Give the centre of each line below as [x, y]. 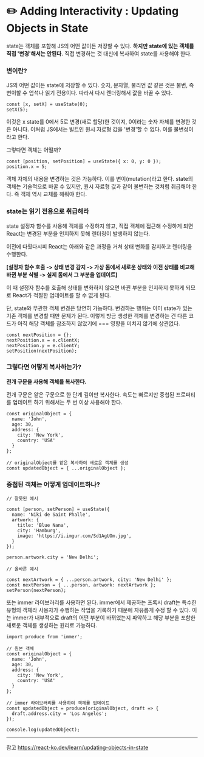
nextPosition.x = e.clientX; [43, 340]
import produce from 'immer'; [45, 637]
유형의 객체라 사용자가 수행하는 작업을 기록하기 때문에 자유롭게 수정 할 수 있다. [99, 610]
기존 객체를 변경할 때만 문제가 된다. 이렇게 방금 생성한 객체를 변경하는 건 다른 [97, 315]
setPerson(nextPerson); [36, 591]
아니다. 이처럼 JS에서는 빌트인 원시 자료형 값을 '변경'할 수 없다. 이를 [93, 129]
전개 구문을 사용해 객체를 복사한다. [46, 381]
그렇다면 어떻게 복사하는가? [44, 367]
